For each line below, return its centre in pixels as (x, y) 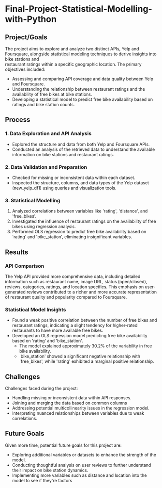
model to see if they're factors (42, 480)
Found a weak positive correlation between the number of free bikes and (84, 320)
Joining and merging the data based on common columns (69, 403)
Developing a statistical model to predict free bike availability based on (82, 99)
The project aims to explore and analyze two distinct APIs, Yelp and (72, 49)
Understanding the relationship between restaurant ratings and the (78, 89)
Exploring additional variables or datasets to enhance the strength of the (84, 455)
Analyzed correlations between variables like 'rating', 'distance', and (80, 211)
